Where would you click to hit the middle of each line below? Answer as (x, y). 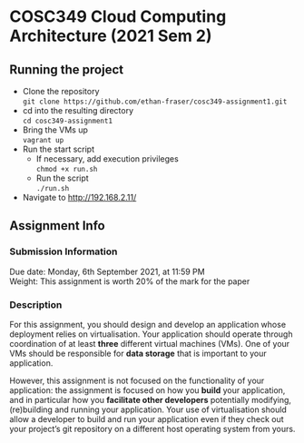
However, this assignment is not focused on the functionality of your (137, 380)
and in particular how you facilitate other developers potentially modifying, (151, 399)
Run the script (62, 178)
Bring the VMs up (55, 130)
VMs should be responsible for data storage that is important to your (138, 353)
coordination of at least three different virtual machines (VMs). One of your (150, 343)
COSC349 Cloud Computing (118, 17)
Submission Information (64, 251)
